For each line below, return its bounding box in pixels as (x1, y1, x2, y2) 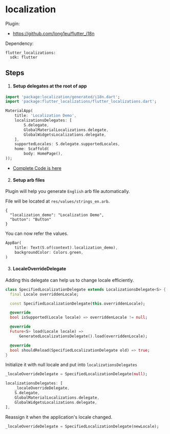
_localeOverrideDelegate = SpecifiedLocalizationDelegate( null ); (5, 372, 147, 377)
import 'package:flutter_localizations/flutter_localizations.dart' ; (5, 99, 157, 104)
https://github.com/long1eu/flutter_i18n (12, 30, 95, 36)
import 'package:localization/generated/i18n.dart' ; (5, 94, 120, 99)
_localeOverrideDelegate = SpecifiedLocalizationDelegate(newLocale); (5, 424, 159, 429)
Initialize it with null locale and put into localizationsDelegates (5, 362, 137, 368)
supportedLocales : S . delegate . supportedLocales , (14, 142, 120, 147)
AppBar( (5, 241, 22, 246)
